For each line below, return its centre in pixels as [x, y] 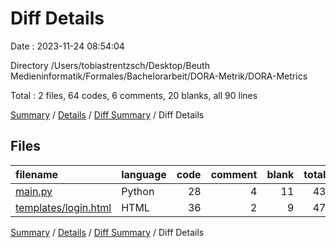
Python [138, 191]
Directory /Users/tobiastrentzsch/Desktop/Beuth [110, 65]
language [144, 174]
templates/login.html [63, 207]
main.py [34, 191]
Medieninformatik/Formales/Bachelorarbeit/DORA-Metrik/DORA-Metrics [159, 76]
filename [37, 174]
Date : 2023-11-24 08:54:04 [67, 46]
